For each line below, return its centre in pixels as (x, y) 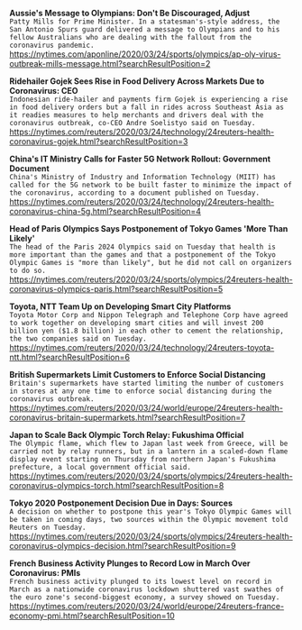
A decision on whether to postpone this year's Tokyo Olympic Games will (151, 512)
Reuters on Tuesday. (48, 527)
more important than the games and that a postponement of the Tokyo (143, 255)
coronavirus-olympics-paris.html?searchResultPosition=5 (116, 289)
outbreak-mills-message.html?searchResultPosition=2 (110, 64)
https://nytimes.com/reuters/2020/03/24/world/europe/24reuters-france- (147, 606)
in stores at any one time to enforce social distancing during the (141, 391)
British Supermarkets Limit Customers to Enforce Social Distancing (137, 374)
